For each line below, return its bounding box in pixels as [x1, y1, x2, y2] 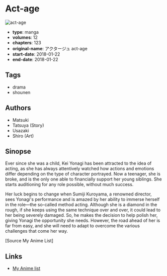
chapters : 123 [12, 39, 41, 45]
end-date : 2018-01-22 [12, 56, 59, 62]
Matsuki [12, 117, 29, 123]
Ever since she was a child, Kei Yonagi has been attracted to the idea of [5, 160, 152, 167]
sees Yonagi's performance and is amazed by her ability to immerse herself [5, 196, 160, 202]
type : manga [12, 29, 39, 35]
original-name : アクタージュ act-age [12, 45, 88, 51]
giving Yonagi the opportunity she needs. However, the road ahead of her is [5, 217, 161, 224]
